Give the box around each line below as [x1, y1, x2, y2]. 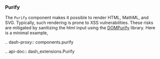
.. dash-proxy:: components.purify [5, 39, 74, 45]
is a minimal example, [5, 30, 49, 36]
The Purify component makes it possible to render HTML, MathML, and [5, 15, 149, 21]
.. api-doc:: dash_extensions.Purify [5, 48, 75, 54]
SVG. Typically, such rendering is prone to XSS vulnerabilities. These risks [5, 20, 154, 25]
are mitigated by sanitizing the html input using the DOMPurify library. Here [5, 25, 156, 31]
